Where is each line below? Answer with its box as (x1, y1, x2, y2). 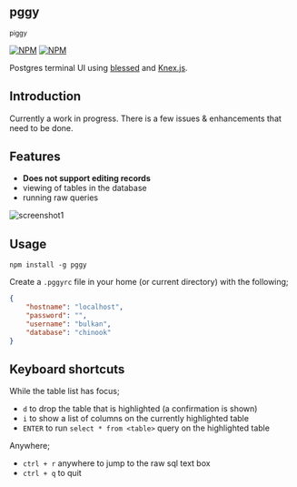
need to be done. (9, 122, 74, 133)
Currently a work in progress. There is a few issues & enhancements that (9, 113, 282, 124)
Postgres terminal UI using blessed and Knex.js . (9, 62, 188, 73)
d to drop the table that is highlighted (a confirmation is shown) (22, 403, 258, 414)
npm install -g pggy (9, 260, 88, 269)
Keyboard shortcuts (9, 361, 125, 377)
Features (9, 149, 61, 165)
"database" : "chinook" (25, 328, 112, 337)
